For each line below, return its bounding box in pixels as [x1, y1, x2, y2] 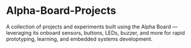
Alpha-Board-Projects [6, 4, 116, 17]
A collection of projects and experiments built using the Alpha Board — [6, 23, 178, 30]
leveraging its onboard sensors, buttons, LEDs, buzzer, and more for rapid [6, 29, 185, 36]
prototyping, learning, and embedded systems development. [6, 35, 153, 42]
